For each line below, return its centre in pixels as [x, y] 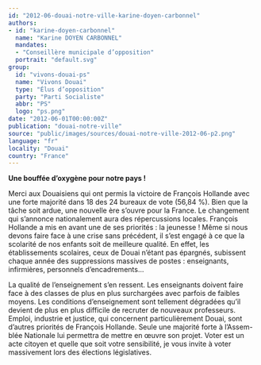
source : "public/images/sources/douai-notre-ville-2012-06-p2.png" [122, 133]
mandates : [31, 45]
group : [19, 67]
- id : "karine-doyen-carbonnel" [61, 30]
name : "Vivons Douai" [51, 82]
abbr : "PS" [33, 104]
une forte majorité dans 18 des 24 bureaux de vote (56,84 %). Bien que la [128, 202]
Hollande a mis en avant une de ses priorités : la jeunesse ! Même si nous [128, 228]
